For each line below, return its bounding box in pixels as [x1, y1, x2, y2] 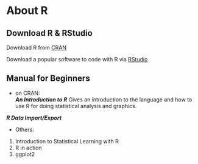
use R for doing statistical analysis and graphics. [15, 102, 137, 109]
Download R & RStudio [6, 28, 93, 38]
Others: [15, 126, 35, 133]
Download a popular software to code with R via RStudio [6, 56, 148, 63]
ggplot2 [15, 150, 35, 158]
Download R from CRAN [6, 44, 67, 51]
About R [6, 4, 48, 18]
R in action [15, 144, 42, 151]
